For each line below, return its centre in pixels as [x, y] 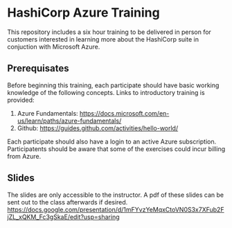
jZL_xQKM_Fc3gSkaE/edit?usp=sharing [63, 217]
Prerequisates [38, 68]
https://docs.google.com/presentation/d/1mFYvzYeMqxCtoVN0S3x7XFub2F [116, 209]
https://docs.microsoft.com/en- [124, 113]
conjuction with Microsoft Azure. [54, 46]
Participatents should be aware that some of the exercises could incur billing [116, 149]
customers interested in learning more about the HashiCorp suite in [103, 39]
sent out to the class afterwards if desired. [68, 202]
